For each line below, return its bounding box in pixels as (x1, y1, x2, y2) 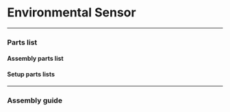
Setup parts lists (7, 70, 55, 79)
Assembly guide (7, 96, 63, 105)
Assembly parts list (7, 55, 64, 63)
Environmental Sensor (7, 5, 136, 20)
